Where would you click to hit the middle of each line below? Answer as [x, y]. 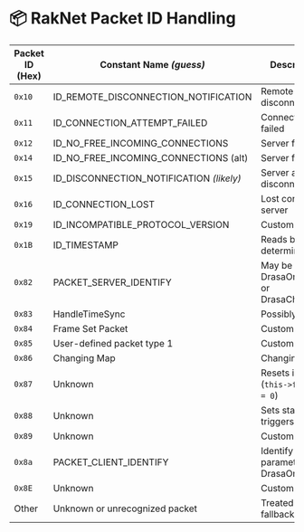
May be [277, 265]
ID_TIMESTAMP [86, 244]
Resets [275, 373]
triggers [278, 421]
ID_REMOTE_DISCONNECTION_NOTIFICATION [152, 97]
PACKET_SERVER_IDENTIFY [112, 282]
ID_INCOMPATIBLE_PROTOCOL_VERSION [141, 224]
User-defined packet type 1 [113, 343]
